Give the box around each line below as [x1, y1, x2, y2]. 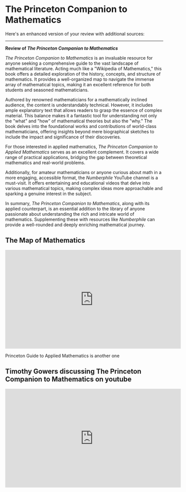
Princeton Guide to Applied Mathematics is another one [5, 353, 120, 359]
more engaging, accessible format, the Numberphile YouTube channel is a [5, 175, 158, 181]
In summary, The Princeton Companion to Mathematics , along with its [5, 200, 150, 206]
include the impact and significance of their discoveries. [5, 134, 121, 140]
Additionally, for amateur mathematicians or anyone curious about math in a [5, 169, 162, 175]
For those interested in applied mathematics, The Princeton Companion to [5, 143, 158, 149]
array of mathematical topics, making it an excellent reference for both [5, 81, 151, 87]
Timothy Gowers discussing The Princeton [5, 367, 142, 376]
